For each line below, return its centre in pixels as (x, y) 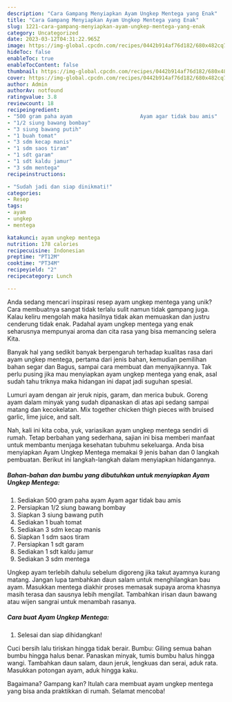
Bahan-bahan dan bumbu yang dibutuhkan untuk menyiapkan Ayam (108, 475)
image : (17, 46)
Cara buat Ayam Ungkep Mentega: (58, 617)
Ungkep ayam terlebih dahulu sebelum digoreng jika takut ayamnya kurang (114, 572)
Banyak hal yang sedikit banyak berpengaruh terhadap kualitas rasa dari (110, 352)
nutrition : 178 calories (43, 244)
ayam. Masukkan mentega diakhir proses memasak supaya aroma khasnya (114, 587)
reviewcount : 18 (30, 104)
